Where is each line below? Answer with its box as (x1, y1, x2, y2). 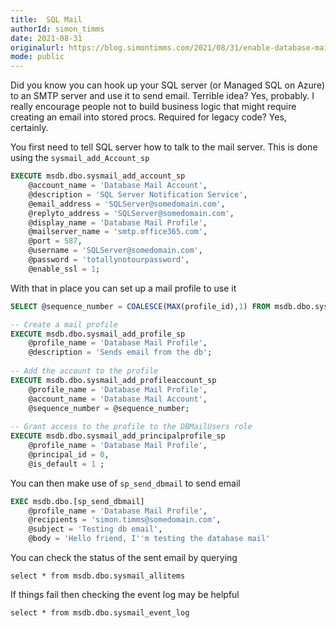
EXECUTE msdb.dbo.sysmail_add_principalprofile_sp (10, 431, 226, 441)
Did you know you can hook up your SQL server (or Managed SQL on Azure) (10, 79, 326, 91)
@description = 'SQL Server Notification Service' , (28, 189, 248, 200)
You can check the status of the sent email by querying (10, 552, 238, 563)
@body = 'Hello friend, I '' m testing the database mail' (28, 534, 271, 544)
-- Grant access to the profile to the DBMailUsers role (10, 422, 253, 432)
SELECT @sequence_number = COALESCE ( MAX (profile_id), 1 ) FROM (10, 301, 271, 311)
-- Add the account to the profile (10, 366, 159, 376)
